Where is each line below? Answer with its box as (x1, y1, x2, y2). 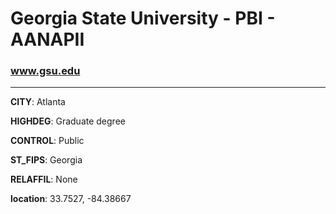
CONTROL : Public (10, 135, 85, 147)
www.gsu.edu (10, 64, 81, 78)
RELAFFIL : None (10, 173, 78, 186)
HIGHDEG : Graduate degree (10, 115, 126, 127)
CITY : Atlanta (10, 96, 66, 108)
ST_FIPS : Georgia (10, 154, 83, 166)
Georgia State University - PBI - (10, 7, 276, 30)
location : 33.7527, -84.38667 (10, 193, 132, 205)
